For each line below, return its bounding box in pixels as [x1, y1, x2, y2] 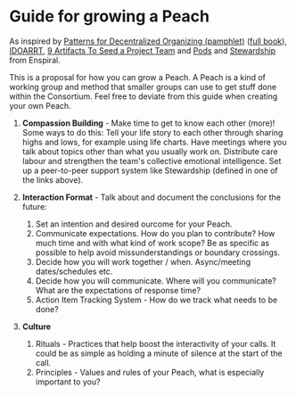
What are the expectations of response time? [35, 285, 201, 295]
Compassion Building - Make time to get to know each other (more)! [21, 118, 275, 128]
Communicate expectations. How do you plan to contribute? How [35, 227, 275, 238]
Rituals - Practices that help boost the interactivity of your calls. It [35, 338, 276, 349]
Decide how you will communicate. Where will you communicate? [35, 275, 276, 286]
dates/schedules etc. [35, 266, 113, 276]
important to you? [35, 376, 101, 387]
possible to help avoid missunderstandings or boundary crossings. [35, 247, 281, 258]
